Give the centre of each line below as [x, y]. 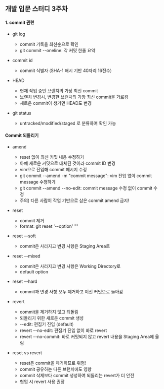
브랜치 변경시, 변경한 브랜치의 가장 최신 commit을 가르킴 [74, 97]
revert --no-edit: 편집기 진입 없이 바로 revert [63, 330]
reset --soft [24, 236]
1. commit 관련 [20, 22]
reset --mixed [26, 256]
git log [19, 34]
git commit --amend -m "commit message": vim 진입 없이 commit [86, 176]
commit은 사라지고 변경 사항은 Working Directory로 [70, 266]
